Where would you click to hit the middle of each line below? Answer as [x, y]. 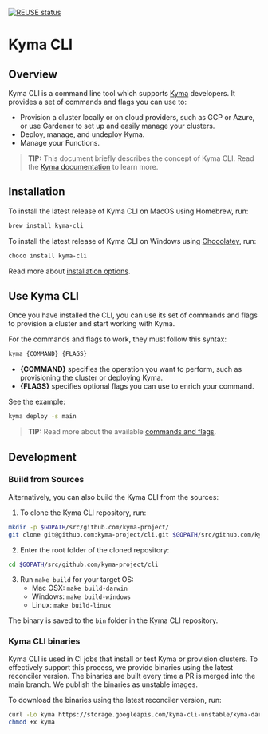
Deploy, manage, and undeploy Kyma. [82, 134]
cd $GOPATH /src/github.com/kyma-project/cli [83, 564]
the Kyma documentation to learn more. [93, 167]
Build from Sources [46, 480]
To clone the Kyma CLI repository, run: [83, 513]
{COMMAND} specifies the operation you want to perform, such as [131, 369]
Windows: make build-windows [81, 596]
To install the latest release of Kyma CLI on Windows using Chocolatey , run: [132, 241]
